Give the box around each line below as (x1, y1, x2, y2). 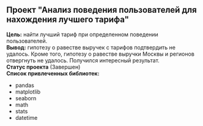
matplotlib (15, 88, 41, 95)
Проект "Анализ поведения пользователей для (6, 5, 197, 15)
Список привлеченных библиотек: (6, 70, 100, 77)
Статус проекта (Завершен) (6, 63, 81, 70)
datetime (15, 114, 38, 121)
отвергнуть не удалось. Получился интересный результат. (6, 56, 160, 64)
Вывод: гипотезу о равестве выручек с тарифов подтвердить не (6, 43, 176, 51)
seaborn (15, 94, 37, 102)
